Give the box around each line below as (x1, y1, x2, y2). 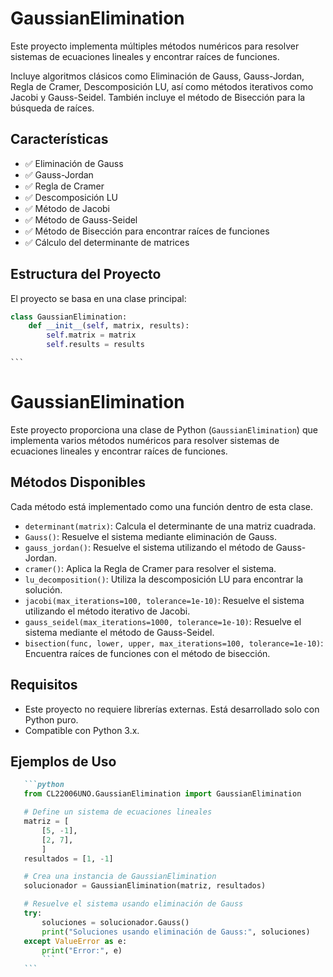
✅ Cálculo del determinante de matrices (24, 236, 190, 248)
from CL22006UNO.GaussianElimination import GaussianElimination (23, 789, 302, 799)
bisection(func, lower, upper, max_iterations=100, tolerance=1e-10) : (24, 637, 324, 649)
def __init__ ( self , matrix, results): (28, 321, 190, 331)
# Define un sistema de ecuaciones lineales (23, 807, 213, 817)
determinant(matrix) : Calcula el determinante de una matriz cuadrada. (24, 520, 317, 532)
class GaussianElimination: (10, 312, 128, 322)
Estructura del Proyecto (10, 266, 162, 283)
